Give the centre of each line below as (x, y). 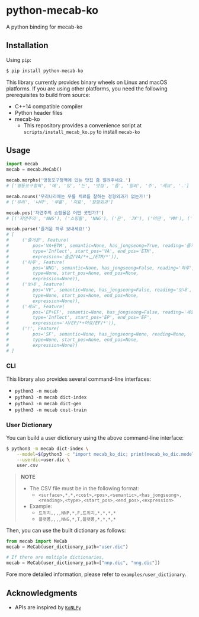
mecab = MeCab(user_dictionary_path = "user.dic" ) (67, 547)
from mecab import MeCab (37, 541)
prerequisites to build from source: (48, 95)
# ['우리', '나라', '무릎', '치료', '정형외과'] (60, 202)
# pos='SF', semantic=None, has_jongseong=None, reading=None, (96, 334)
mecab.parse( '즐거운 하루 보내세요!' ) (48, 229)
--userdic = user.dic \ (43, 460)
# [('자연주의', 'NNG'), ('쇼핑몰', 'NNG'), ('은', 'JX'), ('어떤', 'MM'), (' (99, 218)
